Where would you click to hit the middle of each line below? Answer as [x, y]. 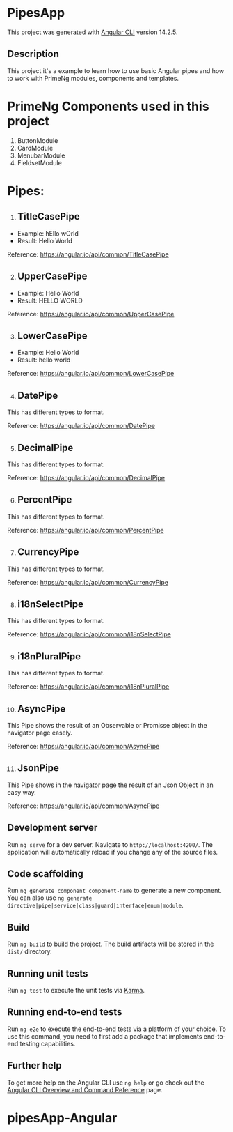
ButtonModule [38, 140]
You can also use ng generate [50, 898]
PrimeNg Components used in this [109, 106]
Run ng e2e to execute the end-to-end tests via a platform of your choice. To [117, 1029]
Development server [53, 828]
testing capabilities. [48, 1043]
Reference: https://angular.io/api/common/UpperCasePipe [91, 314]
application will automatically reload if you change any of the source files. [112, 852]
